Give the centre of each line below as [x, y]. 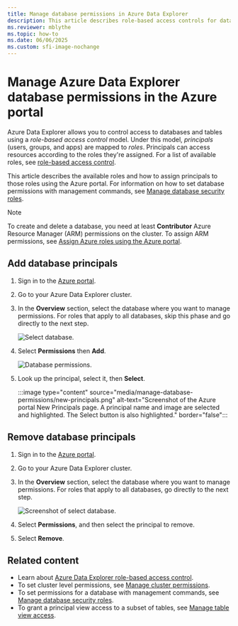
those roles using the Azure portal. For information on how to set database [116, 183]
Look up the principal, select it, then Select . [81, 378]
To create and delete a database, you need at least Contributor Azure [109, 226]
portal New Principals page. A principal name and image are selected [119, 407]
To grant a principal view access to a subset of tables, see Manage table [123, 608]
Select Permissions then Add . [62, 351]
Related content [43, 560]
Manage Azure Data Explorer [94, 82]
